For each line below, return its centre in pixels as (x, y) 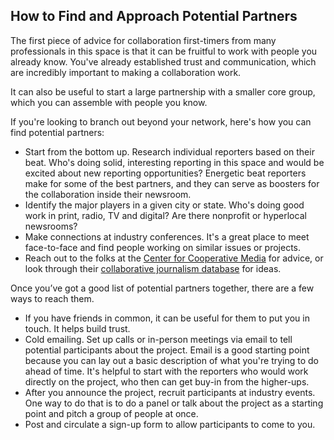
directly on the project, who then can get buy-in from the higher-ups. (167, 381)
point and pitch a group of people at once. (111, 413)
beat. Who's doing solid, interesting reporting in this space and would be (174, 162)
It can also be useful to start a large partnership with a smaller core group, (163, 91)
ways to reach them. (52, 298)
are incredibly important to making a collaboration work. (126, 72)
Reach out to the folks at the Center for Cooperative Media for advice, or (174, 258)
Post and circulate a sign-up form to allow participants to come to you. (170, 424)
